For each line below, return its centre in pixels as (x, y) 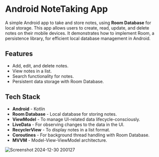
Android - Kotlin (29, 109)
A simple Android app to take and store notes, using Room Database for (78, 23)
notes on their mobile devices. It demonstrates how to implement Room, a (80, 33)
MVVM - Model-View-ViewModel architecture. (60, 140)
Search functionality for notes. (43, 76)
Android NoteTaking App (57, 9)
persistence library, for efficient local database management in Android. (78, 38)
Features (19, 54)
